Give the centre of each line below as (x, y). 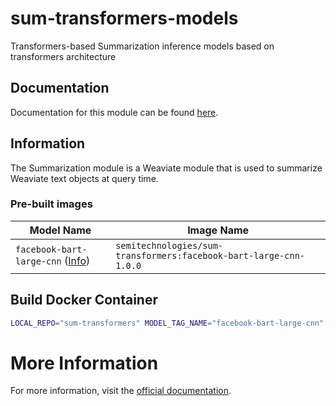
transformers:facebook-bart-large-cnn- (210, 255)
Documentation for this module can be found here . (114, 112)
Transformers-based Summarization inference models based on (142, 46)
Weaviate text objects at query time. (84, 178)
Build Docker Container (84, 300)
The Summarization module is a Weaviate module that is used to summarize (166, 168)
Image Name (218, 230)
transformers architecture (63, 56)
